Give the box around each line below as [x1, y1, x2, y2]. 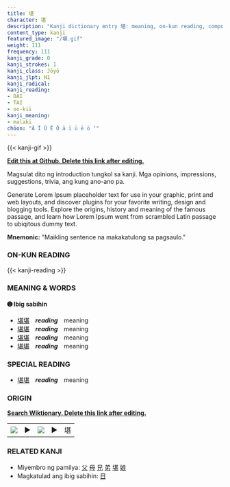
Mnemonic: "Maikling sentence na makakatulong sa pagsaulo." [7, 233, 186, 241]
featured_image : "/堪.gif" [7, 36, 84, 43]
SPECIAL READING [7, 359, 71, 369]
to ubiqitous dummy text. [7, 220, 77, 228]
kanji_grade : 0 [7, 55, 51, 62]
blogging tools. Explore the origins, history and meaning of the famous [7, 205, 206, 213]
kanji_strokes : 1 [7, 61, 57, 68]
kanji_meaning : [7, 112, 51, 119]
